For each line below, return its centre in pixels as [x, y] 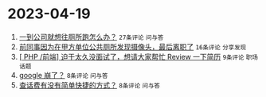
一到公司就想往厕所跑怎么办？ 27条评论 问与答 [91, 37]
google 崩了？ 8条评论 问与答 [63, 75]
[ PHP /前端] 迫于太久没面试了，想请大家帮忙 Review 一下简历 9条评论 [131, 56]
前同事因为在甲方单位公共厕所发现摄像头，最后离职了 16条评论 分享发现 [133, 47]
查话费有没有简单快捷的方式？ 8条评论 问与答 [90, 85]
